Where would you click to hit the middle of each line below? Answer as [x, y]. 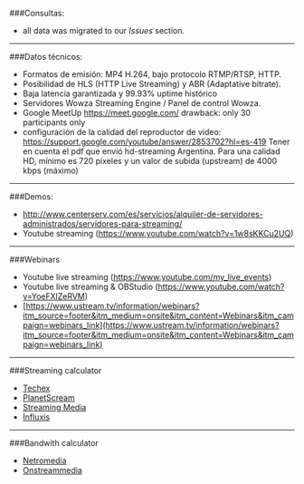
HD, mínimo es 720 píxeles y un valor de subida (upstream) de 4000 [150, 161]
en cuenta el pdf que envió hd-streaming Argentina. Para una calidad [151, 151]
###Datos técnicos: [46, 57]
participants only [54, 122]
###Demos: [31, 197]
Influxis [36, 417]
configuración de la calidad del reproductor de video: [122, 132]
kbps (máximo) [50, 170]
